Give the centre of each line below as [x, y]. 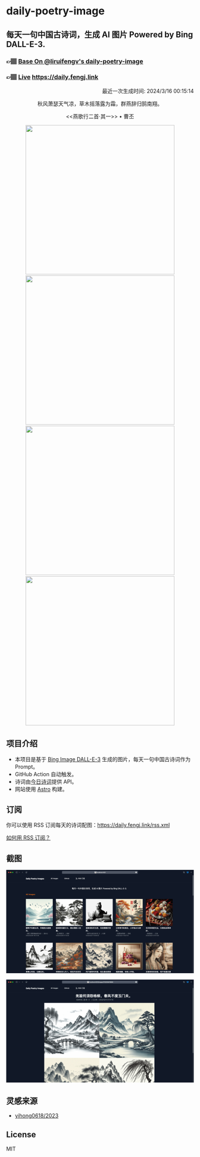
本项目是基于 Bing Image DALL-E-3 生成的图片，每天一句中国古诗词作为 [103, 759]
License [21, 1135]
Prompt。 [26, 767]
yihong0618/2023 [37, 1116]
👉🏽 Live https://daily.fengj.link [52, 77]
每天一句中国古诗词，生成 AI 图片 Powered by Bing [100, 34]
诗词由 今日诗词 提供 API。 [46, 781]
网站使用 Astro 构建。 [41, 789]
